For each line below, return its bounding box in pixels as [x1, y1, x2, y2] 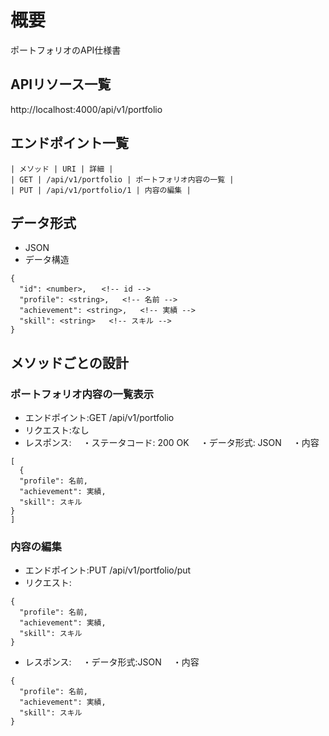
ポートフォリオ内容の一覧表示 [10, 387, 155, 401]
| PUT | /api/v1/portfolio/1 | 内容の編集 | [10, 185, 192, 195]
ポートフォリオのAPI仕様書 [10, 44, 122, 56]
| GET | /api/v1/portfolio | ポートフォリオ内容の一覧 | [10, 174, 235, 185]
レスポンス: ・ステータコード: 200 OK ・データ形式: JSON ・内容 [24, 437, 320, 449]
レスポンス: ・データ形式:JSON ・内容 [24, 656, 200, 668]
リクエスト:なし [24, 424, 90, 436]
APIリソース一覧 [10, 76, 112, 93]
